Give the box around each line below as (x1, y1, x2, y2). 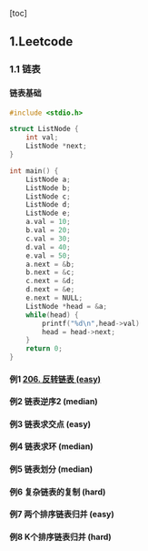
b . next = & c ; (25, 268, 75, 277)
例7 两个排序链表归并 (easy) (9, 509, 115, 520)
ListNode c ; (25, 191, 71, 201)
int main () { (9, 166, 59, 176)
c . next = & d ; (25, 277, 75, 286)
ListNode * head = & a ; (25, 301, 107, 311)
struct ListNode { (9, 125, 79, 134)
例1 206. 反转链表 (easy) (9, 373, 102, 384)
